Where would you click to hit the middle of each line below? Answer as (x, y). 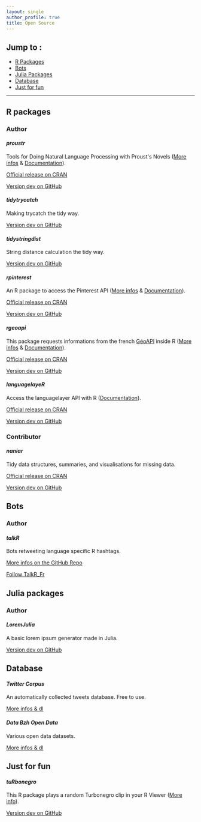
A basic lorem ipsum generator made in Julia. (62, 638)
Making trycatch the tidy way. (43, 213)
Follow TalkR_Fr (25, 575)
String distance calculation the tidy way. (55, 252)
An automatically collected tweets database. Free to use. (76, 697)
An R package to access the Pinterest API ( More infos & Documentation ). (96, 291)
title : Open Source (31, 23)
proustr (16, 143)
